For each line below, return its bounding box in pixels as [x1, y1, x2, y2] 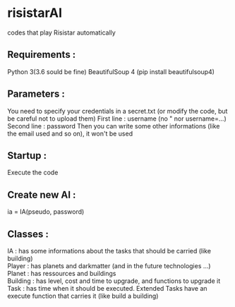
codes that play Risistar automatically [7, 28, 116, 37]
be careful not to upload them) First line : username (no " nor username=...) [7, 114, 227, 123]
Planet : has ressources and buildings [7, 270, 116, 277]
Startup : [7, 150, 47, 162]
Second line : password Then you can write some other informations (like [7, 121, 220, 130]
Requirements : [7, 49, 76, 61]
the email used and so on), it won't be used [7, 129, 133, 138]
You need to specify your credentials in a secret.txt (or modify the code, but [7, 107, 228, 115]
